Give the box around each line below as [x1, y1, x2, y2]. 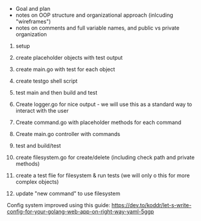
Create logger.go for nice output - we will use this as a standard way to [15, 101, 193, 108]
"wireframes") [15, 18, 51, 25]
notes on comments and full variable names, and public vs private [15, 24, 180, 31]
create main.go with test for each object [15, 66, 115, 73]
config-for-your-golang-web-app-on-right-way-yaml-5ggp [7, 208, 155, 215]
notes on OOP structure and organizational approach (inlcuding [15, 11, 174, 19]
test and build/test [15, 142, 61, 149]
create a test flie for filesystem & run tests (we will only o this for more [15, 172, 190, 179]
